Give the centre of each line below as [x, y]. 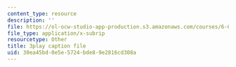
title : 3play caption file [47, 46]
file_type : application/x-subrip [56, 33]
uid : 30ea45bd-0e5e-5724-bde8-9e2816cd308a [72, 53]
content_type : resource [42, 14]
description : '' [31, 20]
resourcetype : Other [38, 40]
